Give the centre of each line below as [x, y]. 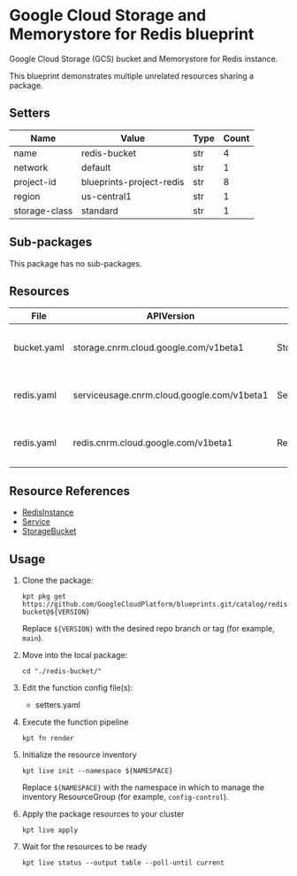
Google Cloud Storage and [108, 16]
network [31, 167]
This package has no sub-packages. [76, 263]
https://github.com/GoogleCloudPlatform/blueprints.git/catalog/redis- [156, 604]
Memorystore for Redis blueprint [132, 34]
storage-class [43, 211]
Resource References [70, 491]
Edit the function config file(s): [77, 688]
